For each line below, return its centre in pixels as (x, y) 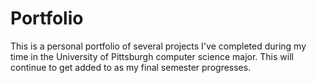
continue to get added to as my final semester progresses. (131, 67)
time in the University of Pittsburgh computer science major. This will (152, 56)
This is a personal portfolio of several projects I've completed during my (158, 46)
